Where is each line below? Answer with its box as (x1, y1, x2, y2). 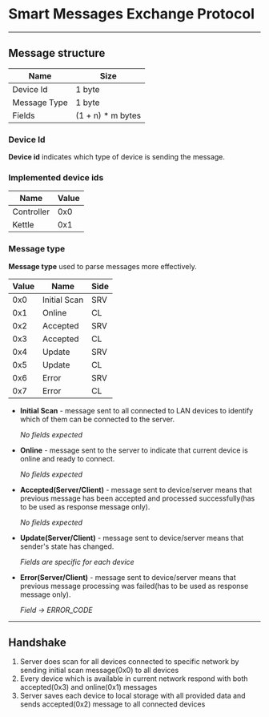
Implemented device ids (8, 171, 104, 183)
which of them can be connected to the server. (19, 414, 175, 424)
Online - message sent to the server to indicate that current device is (19, 445, 248, 455)
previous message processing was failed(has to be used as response (19, 581, 249, 590)
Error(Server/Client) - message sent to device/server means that (19, 572, 236, 582)
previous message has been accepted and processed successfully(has (19, 493, 255, 503)
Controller (12, 206, 50, 217)
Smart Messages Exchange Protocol (8, 5, 255, 23)
